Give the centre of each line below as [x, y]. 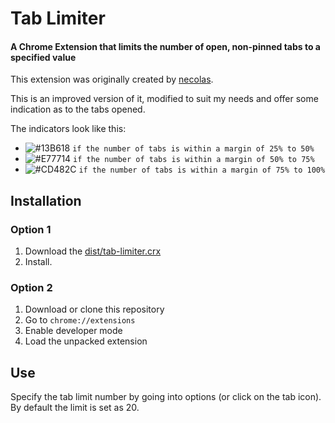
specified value [43, 57]
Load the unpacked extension [86, 341]
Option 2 [31, 287]
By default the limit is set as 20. [75, 408]
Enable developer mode [73, 331]
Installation [46, 200]
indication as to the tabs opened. [78, 109]
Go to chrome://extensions [80, 320]
